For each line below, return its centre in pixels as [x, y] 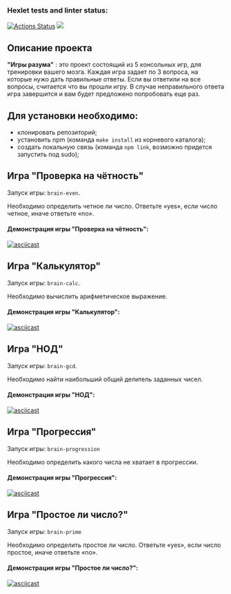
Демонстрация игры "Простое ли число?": [73, 568]
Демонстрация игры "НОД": [51, 395]
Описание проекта [50, 48]
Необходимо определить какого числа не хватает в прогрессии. [103, 462]
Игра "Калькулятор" [54, 266]
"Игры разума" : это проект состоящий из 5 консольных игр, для [104, 65]
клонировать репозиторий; [57, 132]
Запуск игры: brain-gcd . [42, 365]
